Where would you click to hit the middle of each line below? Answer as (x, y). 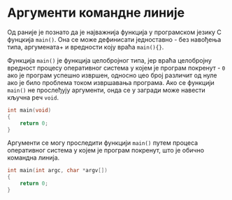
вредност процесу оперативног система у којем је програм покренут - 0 (116, 68)
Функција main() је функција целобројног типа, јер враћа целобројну (109, 60)
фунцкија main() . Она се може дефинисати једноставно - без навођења (114, 39)
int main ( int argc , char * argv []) (58, 171)
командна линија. (34, 157)
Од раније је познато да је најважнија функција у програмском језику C (115, 32)
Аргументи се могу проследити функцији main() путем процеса (103, 143)
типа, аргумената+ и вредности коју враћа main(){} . (86, 47)
